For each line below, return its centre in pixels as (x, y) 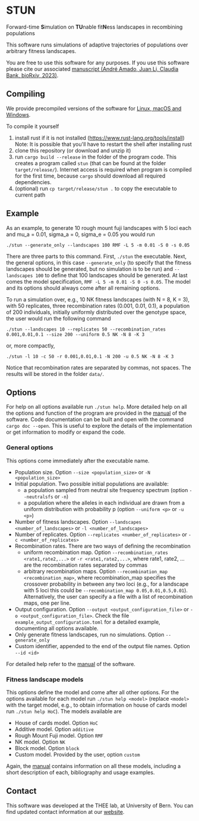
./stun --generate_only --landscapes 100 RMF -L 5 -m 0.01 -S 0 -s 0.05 (98, 245)
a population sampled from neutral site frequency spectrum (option (106, 490)
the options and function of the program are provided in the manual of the (97, 413)
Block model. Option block (47, 748)
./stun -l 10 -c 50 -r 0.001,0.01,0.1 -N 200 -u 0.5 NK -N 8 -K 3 (90, 356)
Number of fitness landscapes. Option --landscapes (78, 521)
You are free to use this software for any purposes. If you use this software (98, 63)
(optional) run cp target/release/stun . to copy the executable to (96, 188)
